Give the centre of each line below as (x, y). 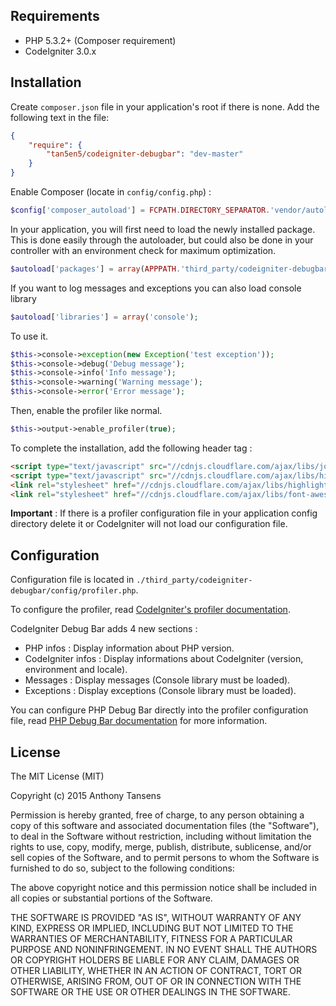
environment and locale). (76, 670)
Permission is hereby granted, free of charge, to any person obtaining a (157, 815)
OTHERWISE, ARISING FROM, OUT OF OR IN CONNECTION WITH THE (156, 981)
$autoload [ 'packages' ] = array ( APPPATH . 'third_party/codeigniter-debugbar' (171, 269)
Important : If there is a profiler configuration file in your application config (164, 513)
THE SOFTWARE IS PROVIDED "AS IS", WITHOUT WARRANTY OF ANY (156, 917)
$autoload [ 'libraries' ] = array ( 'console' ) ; (104, 317)
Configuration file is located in (72, 580)
